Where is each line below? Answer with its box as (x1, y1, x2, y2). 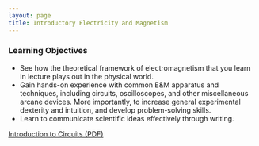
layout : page (8, 11, 51, 20)
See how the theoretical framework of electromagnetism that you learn (19, 63, 251, 72)
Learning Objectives (8, 45, 89, 56)
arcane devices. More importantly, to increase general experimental (19, 97, 242, 106)
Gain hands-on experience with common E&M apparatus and (19, 80, 219, 90)
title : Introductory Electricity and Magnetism (8, 19, 169, 27)
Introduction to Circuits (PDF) (8, 129, 104, 139)
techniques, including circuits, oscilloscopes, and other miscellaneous (19, 88, 249, 98)
